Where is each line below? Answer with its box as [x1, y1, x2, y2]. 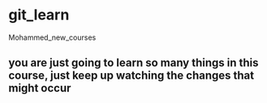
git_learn [8, 6, 70, 24]
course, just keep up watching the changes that [8, 69, 255, 83]
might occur [8, 81, 71, 95]
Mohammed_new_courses [8, 32, 97, 42]
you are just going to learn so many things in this [8, 56, 259, 70]
